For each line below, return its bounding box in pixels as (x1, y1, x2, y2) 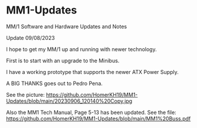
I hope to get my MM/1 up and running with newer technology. (6, 45, 157, 53)
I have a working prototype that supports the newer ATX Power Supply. (6, 68, 179, 75)
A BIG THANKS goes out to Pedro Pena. (6, 80, 103, 87)
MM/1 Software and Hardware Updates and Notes (6, 23, 127, 30)
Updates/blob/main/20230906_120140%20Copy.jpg (6, 97, 133, 105)
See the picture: (6, 91, 45, 98)
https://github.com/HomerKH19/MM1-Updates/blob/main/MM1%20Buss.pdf (6, 115, 191, 122)
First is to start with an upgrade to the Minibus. (6, 57, 120, 64)
